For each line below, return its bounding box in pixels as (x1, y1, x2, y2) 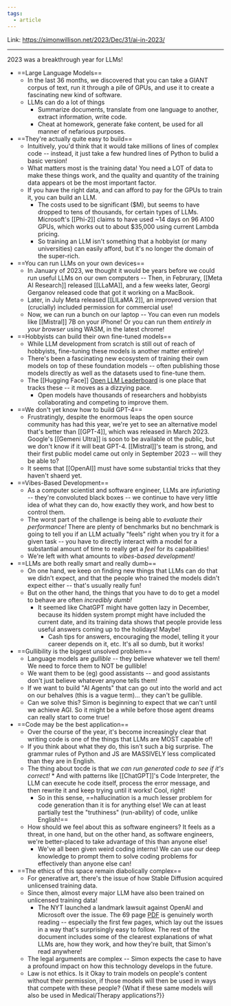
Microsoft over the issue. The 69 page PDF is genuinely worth (37, 910, 213, 918)
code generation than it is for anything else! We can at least (37, 801, 206, 809)
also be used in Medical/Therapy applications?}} (27, 991, 165, 999)
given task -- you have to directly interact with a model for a (27, 537, 197, 545)
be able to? (27, 456, 60, 465)
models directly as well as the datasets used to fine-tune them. (27, 369, 206, 377)
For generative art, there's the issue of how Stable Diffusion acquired (27, 874, 223, 882)
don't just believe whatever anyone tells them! (27, 676, 158, 684)
